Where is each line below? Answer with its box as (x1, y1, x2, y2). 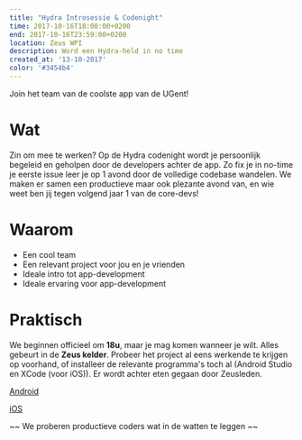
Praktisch (9, 309, 83, 330)
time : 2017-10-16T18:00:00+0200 (9, 22, 131, 31)
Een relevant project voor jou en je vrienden (22, 259, 186, 270)
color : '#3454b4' (9, 64, 75, 73)
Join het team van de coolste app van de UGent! (9, 87, 189, 99)
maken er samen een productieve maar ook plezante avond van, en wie (9, 178, 275, 189)
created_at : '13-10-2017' (9, 55, 106, 64)
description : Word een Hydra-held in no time (9, 47, 183, 56)
